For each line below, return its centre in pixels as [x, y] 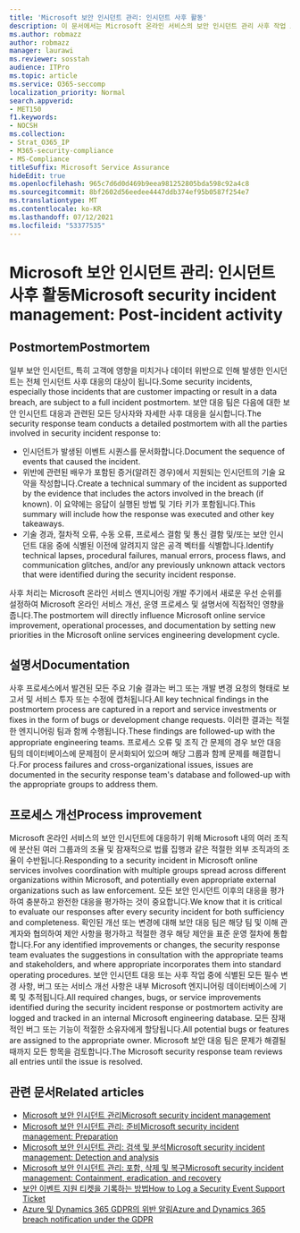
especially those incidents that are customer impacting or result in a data [143, 391]
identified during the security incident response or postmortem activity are [146, 1008]
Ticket [34, 1198]
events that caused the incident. [81, 461]
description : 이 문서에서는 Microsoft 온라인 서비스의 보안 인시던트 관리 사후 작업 [148, 26]
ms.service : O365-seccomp [57, 84]
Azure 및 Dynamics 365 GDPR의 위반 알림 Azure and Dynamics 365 [144, 1209]
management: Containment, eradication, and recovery [121, 1178]
